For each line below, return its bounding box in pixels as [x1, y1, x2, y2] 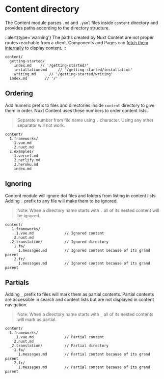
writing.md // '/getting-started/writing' [14, 71, 113, 77]
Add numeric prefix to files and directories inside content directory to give [5, 102, 155, 108]
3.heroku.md [14, 162, 38, 167]
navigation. [5, 302, 28, 308]
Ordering [5, 89, 33, 98]
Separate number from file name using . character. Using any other [17, 117, 154, 123]
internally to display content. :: [5, 45, 66, 51]
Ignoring [5, 179, 32, 188]
